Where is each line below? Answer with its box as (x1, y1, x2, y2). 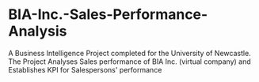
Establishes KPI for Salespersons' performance (8, 65, 162, 74)
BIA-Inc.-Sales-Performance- (8, 6, 208, 24)
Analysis (8, 22, 67, 40)
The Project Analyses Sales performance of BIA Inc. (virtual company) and (8, 57, 251, 66)
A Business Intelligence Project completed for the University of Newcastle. (8, 48, 251, 58)
